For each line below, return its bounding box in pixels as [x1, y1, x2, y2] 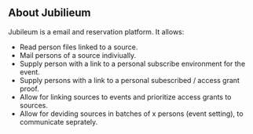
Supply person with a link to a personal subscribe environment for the [19, 59, 246, 68]
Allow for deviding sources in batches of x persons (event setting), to [19, 109, 244, 118]
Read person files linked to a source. [19, 42, 138, 52]
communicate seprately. [19, 117, 98, 126]
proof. [19, 84, 39, 93]
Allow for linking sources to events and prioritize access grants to [19, 92, 232, 101]
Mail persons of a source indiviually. [19, 50, 137, 60]
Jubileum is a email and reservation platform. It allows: [8, 27, 185, 36]
